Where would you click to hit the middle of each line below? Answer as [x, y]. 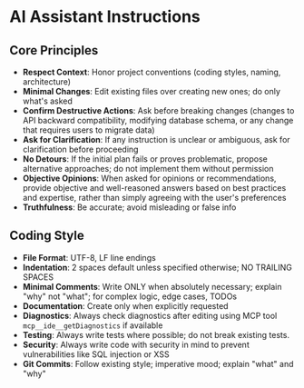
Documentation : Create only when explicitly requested [125, 305]
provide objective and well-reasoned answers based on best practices [154, 188]
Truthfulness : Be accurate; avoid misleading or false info [129, 207]
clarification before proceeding [80, 149]
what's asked [47, 101]
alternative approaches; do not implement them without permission [148, 169]
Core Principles [54, 50]
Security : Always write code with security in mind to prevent [136, 344]
